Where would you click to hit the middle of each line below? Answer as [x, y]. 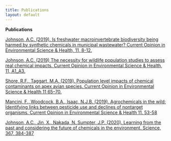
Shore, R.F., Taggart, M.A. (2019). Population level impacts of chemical [80, 81]
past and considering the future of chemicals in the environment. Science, [83, 128]
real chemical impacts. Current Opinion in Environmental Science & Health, [84, 65]
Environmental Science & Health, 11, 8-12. [49, 50]
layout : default [22, 15]
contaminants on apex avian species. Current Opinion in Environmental [80, 86]
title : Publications [27, 10]
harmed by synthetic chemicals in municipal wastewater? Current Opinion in [85, 44]
